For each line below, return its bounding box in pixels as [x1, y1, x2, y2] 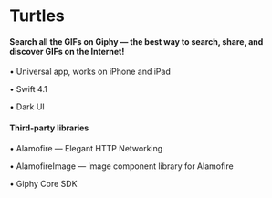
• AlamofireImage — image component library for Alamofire [9, 161, 235, 172]
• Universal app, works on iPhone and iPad [9, 66, 171, 78]
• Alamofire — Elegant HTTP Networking [9, 142, 163, 153]
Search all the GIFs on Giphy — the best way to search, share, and [9, 36, 264, 47]
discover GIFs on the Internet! [9, 46, 125, 57]
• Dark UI [9, 101, 46, 112]
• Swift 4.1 [9, 84, 47, 95]
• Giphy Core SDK [9, 178, 78, 189]
